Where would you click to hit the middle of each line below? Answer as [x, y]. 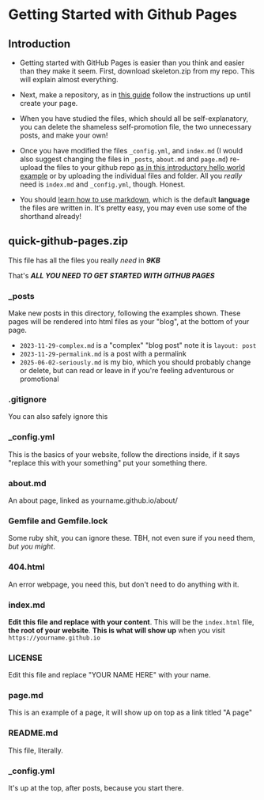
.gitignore [28, 399]
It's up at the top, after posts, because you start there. [96, 788]
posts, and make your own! [64, 135]
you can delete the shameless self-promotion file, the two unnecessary [136, 127]
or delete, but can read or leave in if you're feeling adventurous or [127, 371]
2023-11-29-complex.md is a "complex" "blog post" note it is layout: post [138, 345]
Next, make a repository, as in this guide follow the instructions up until [135, 95]
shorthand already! [50, 216]
